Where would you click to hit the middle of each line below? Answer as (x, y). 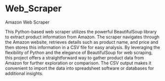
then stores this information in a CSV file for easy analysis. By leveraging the (82, 47)
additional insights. (24, 73)
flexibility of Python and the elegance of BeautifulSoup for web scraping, (79, 53)
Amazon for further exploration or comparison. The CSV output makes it (78, 63)
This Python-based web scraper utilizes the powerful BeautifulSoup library (81, 31)
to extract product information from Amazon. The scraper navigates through (82, 37)
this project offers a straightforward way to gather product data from (75, 57)
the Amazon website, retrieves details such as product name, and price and (82, 42)
